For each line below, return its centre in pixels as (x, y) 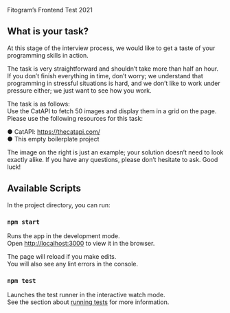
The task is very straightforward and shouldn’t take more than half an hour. (113, 69)
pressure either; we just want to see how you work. (80, 90)
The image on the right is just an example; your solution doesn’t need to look (115, 152)
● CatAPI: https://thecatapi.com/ (54, 131)
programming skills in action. (48, 55)
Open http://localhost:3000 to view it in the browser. (81, 243)
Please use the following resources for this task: (75, 118)
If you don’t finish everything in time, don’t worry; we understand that (105, 76)
